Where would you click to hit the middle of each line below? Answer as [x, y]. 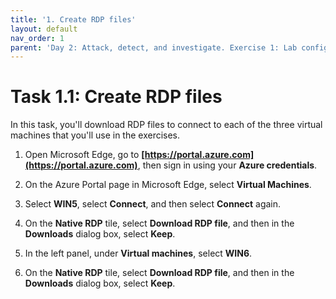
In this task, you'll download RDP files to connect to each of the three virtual [166, 125]
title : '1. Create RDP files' [73, 19]
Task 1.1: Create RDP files [116, 97]
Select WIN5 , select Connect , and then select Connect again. [153, 204]
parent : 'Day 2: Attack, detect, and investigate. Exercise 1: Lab [154, 47]
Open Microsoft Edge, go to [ [84, 155]
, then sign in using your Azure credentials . [227, 165]
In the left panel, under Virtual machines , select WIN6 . [138, 253]
